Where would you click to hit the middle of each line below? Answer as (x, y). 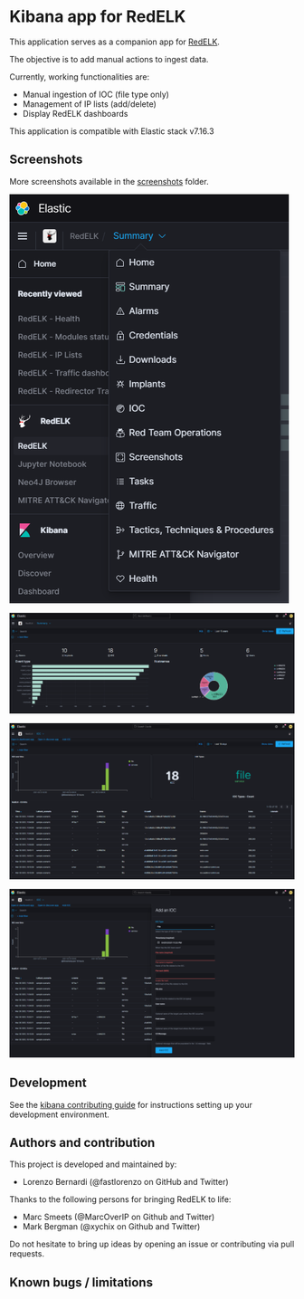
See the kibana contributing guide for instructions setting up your (131, 1104)
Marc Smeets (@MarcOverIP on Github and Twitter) (119, 1217)
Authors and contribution (82, 1142)
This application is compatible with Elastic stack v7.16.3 (112, 131)
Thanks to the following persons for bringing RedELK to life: (120, 1199)
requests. (27, 1254)
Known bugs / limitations (81, 1282)
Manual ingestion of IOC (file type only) (96, 94)
